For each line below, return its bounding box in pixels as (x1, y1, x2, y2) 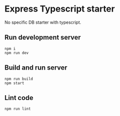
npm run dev (4, 50, 29, 55)
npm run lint (4, 106, 31, 112)
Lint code (4, 93, 34, 102)
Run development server (4, 33, 81, 42)
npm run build (4, 76, 34, 81)
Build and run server (4, 64, 68, 72)
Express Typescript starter (4, 3, 115, 14)
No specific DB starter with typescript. (4, 19, 81, 25)
